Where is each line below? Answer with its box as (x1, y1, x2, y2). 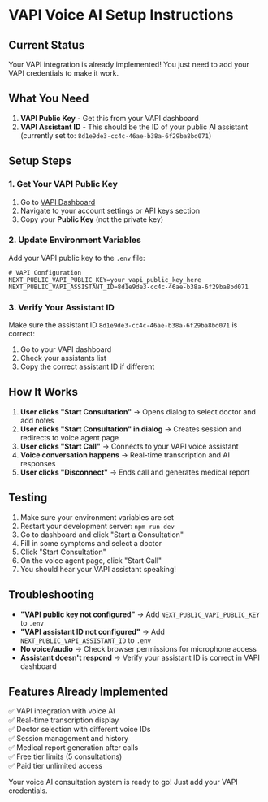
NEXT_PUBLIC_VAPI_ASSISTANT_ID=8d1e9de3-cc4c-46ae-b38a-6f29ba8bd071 (8, 283, 249, 291)
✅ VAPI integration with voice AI (8, 706, 115, 716)
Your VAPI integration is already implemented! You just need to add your (8, 59, 250, 69)
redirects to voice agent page (19, 432, 119, 442)
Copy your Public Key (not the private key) (19, 214, 164, 224)
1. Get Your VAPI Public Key (8, 179, 118, 190)
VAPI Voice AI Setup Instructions (8, 6, 234, 24)
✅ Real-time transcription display (8, 715, 119, 725)
